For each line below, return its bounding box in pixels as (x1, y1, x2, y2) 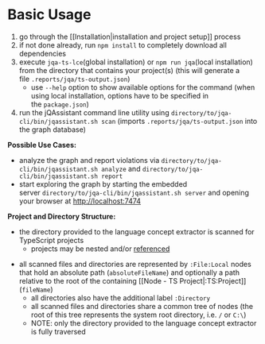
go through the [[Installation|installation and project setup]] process (18, 32, 241, 41)
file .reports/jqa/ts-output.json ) (18, 74, 131, 83)
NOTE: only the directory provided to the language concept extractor (30, 318, 257, 327)
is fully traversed (30, 327, 87, 336)
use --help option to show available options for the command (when (30, 82, 255, 92)
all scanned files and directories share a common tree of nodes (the (30, 301, 254, 311)
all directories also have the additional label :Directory (30, 292, 211, 303)
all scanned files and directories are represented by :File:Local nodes (18, 259, 251, 269)
